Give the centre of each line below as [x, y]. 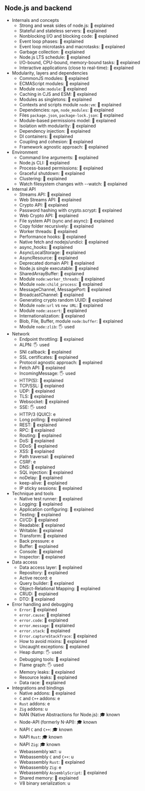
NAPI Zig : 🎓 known [40, 744]
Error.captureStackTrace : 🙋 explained [58, 636]
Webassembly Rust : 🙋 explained [52, 762]
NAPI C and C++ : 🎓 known [46, 729]
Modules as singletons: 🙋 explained [56, 99]
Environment [25, 152]
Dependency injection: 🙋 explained [55, 131]
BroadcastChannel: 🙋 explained [51, 295]
